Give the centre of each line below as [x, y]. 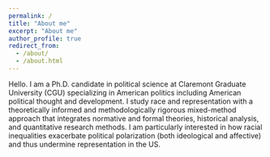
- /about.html [39, 62]
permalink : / [30, 16]
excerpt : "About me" [43, 31]
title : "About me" [39, 23]
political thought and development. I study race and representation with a [131, 101]
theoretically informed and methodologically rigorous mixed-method [122, 109]
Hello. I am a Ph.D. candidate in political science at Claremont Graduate [127, 84]
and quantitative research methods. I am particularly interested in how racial [135, 127]
